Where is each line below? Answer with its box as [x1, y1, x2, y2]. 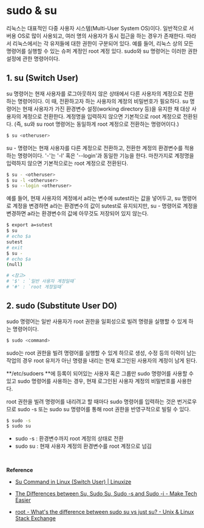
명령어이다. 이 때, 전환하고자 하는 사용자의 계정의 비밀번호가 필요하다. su [17, 97, 189, 105]
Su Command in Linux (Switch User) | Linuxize [15, 478, 132, 485]
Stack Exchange [15, 515, 56, 522]
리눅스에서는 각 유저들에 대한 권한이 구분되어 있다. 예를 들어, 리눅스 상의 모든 [12, 40, 194, 47]
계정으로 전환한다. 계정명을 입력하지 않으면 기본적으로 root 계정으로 [22, 113, 182, 120]
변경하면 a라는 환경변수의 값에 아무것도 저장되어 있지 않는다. [6, 210, 149, 217]
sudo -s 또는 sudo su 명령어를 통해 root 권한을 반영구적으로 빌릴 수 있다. [17, 405, 191, 412]
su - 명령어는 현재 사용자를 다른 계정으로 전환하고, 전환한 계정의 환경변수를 [6, 144, 183, 151]
